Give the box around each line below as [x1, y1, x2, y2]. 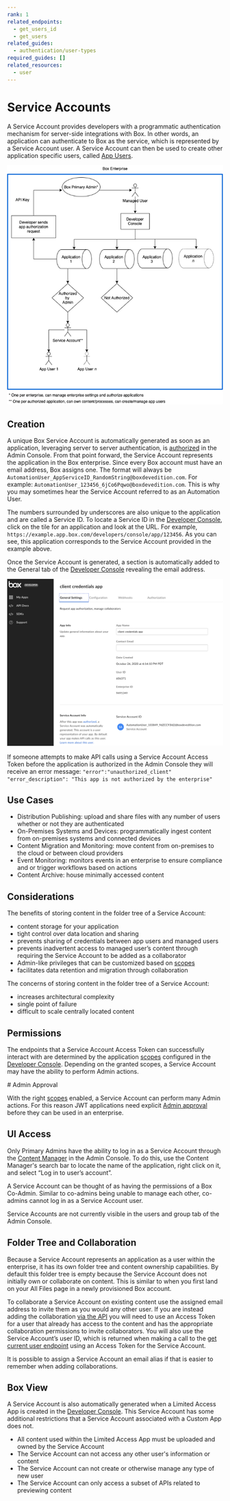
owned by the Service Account [16, 1443, 105, 1451]
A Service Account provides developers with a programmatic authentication [7, 122, 221, 130]
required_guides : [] [7, 55, 66, 62]
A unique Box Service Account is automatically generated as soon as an [7, 437, 210, 445]
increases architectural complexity [16, 993, 115, 1001]
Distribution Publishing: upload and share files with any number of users [16, 812, 220, 821]
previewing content [16, 1487, 72, 1495]
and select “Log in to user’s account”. [7, 1168, 113, 1177]
